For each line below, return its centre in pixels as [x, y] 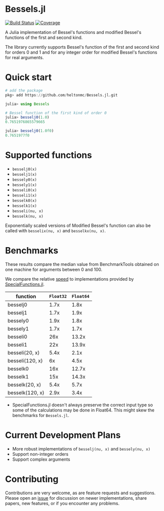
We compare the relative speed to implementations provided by [69, 279]
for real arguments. [25, 57]
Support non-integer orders [40, 454]
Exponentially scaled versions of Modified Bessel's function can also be [78, 225]
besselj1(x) [24, 174]
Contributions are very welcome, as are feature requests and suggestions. [81, 493]
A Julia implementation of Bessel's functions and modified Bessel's [73, 32]
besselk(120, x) [26, 392]
